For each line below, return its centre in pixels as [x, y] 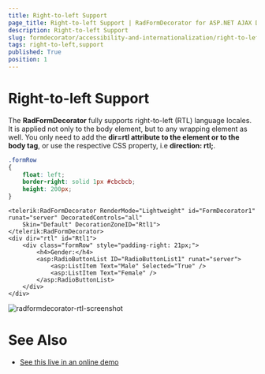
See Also [38, 340]
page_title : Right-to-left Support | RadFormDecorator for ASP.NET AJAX [130, 23]
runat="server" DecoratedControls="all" [76, 218]
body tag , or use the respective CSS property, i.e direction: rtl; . [112, 145]
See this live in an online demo [69, 362]
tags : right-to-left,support [56, 45]
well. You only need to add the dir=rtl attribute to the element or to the [124, 137]
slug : [17, 37]
